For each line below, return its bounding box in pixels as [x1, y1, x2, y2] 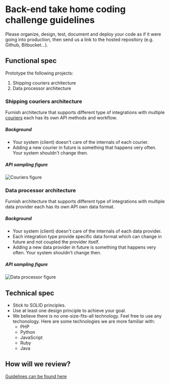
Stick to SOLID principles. [12, 302, 66, 309]
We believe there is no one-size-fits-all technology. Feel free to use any [12, 313, 162, 319]
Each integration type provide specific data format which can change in [12, 234, 162, 240]
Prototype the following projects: [5, 70, 73, 76]
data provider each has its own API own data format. [5, 204, 115, 210]
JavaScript [20, 334, 43, 340]
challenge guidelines [5, 14, 95, 26]
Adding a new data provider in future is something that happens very [12, 244, 156, 250]
